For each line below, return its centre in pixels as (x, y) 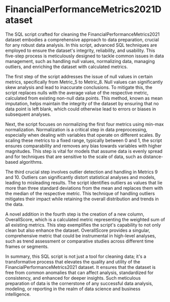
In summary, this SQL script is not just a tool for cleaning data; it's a (76, 256)
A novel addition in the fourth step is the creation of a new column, (75, 214)
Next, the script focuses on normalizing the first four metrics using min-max (84, 124)
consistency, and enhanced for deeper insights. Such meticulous (73, 278)
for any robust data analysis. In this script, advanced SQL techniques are (81, 45)
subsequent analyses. (28, 114)
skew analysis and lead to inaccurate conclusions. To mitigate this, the (79, 87)
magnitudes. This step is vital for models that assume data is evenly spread (84, 151)
